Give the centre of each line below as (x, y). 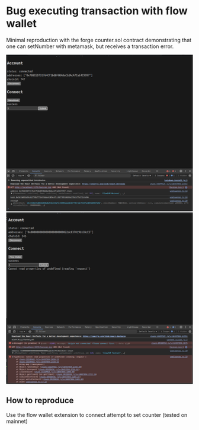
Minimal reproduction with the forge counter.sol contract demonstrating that (99, 40)
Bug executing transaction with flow (97, 11)
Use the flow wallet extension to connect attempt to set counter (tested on (97, 415)
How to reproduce (40, 401)
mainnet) (17, 421)
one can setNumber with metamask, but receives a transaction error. (90, 46)
